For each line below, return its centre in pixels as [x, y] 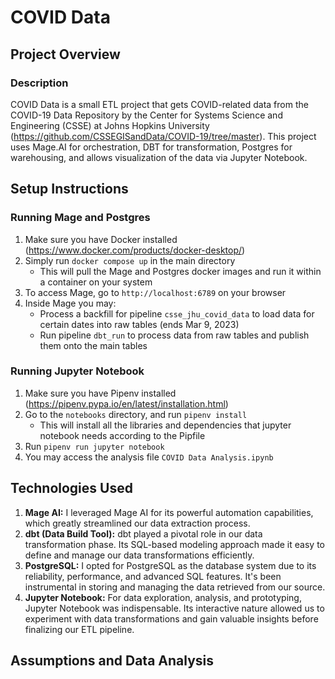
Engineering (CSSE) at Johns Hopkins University [110, 125]
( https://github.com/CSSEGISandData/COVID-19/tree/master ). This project [163, 136]
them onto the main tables [93, 345]
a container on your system [96, 282]
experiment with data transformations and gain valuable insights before [171, 618]
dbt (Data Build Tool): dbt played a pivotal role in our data [143, 533]
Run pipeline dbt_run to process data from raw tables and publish [174, 335]
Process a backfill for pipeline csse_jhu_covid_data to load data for [177, 313]
